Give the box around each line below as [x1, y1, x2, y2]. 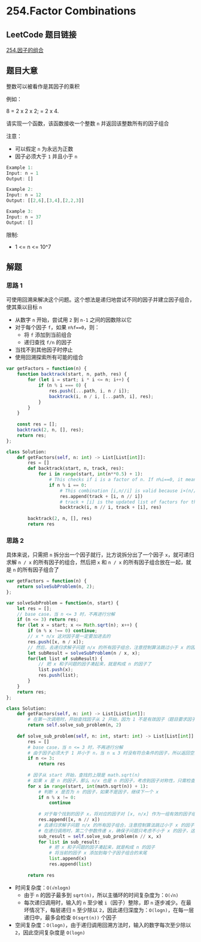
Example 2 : [6, 187, 33, 193]
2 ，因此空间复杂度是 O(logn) [14, 929, 86, 936]
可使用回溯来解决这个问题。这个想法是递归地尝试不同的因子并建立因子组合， [6, 296, 195, 303]
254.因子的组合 [6, 47, 44, 53]
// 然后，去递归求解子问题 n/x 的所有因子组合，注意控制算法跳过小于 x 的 [28, 645, 191, 651]
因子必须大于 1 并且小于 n [14, 153, 78, 160]
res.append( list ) [48, 861, 93, 867]
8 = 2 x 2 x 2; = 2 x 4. [6, 107, 59, 114]
